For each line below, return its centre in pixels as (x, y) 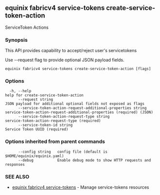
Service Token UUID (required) (37, 129)
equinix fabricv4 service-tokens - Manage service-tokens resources (80, 187)
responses (15, 164)
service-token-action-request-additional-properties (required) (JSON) (79, 112)
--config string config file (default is (63, 152)
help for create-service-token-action (44, 95)
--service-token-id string (45, 125)
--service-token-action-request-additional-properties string (82, 108)
